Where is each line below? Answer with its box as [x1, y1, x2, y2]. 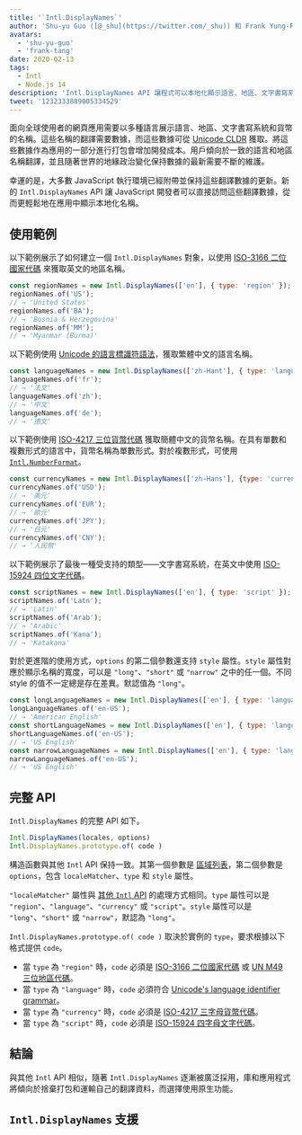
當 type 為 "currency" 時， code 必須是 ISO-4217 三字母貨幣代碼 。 [22, 1006, 263, 1016]
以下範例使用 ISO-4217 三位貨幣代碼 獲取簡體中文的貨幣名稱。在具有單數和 [9, 434, 287, 445]
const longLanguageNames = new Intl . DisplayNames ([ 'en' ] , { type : [9, 696, 263, 705]
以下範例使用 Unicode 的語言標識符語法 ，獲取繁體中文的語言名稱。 [9, 349, 258, 359]
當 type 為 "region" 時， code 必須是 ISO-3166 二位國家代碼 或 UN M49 [22, 961, 283, 971]
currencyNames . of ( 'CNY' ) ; [9, 533, 106, 542]
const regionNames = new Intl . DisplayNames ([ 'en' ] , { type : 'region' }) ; [9, 281, 292, 290]
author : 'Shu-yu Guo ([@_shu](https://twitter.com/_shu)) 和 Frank [9, 22, 266, 31]
